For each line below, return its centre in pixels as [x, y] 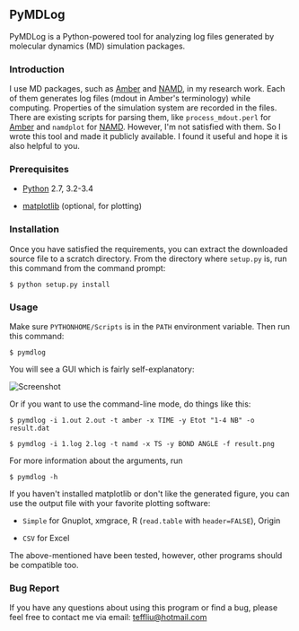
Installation [35, 230]
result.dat [30, 428]
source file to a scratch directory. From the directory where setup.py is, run [148, 259]
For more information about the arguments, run [96, 460]
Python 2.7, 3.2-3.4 [58, 188]
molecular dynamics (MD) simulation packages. [97, 46]
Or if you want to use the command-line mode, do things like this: [130, 404]
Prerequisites [39, 170]
